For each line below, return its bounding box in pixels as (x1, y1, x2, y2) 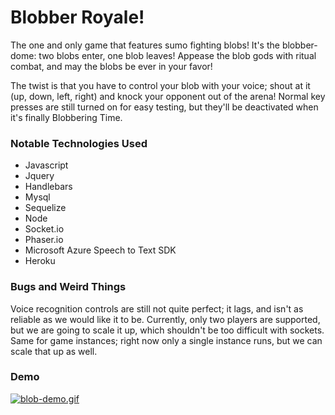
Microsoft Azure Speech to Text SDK (24, 244, 177, 256)
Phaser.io (24, 234, 64, 246)
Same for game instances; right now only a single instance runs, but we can (10, 334, 323, 346)
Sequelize (24, 202, 67, 214)
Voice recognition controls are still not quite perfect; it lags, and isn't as (10, 302, 304, 315)
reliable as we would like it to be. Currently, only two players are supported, (10, 313, 321, 325)
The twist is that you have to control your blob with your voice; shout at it (10, 79, 311, 91)
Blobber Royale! (10, 6, 145, 29)
